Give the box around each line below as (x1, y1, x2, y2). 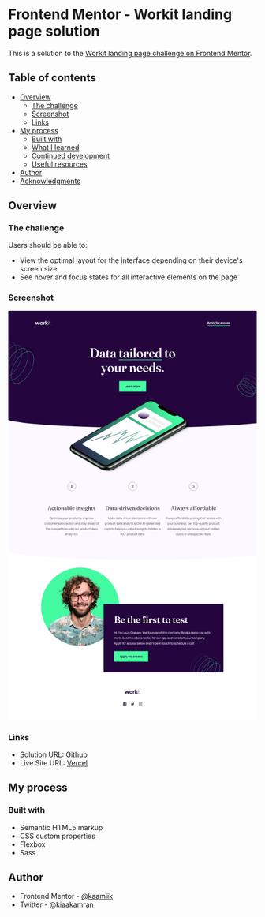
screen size (19, 264, 58, 274)
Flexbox (19, 839, 46, 849)
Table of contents (8, 71, 96, 84)
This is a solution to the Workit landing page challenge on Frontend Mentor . (8, 48, 252, 58)
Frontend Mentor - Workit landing (8, 6, 233, 24)
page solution (8, 22, 100, 40)
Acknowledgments (19, 176, 81, 185)
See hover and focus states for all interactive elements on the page (19, 272, 238, 282)
